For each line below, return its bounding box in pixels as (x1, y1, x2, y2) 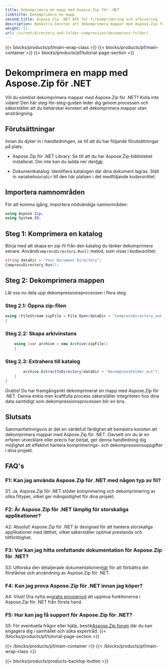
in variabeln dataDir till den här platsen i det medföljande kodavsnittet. (12, 173, 156, 179)
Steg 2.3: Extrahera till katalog (5, 358, 80, 365)
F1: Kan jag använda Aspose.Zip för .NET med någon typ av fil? (5, 477, 161, 484)
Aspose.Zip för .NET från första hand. (5, 599, 82, 605)
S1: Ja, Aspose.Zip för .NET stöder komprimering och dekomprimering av (5, 488, 156, 494)
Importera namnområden (5, 188, 85, 197)
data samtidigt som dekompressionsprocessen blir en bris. (5, 398, 126, 404)
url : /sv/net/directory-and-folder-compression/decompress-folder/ (5, 31, 149, 36)
